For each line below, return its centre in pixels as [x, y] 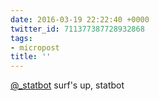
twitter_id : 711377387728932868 [77, 29]
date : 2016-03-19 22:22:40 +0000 [80, 19]
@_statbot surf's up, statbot [67, 85]
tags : [21, 38]
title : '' [31, 57]
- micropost [35, 47]
